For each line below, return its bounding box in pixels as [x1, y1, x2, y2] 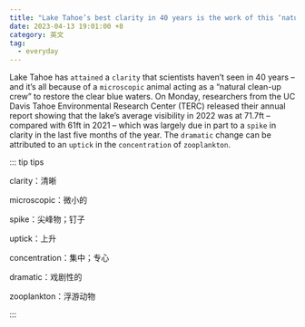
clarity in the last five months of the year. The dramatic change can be [9, 130, 272, 140]
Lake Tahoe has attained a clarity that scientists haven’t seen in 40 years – [9, 72, 295, 82]
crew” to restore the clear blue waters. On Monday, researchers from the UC [9, 91, 296, 102]
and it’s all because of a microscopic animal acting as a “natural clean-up [9, 82, 281, 92]
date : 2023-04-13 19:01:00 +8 [9, 22, 124, 31]
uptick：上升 [9, 233, 57, 245]
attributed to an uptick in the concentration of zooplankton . [9, 139, 231, 150]
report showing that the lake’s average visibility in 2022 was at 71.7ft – [9, 111, 271, 121]
